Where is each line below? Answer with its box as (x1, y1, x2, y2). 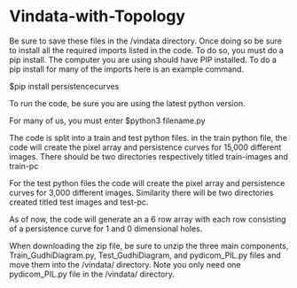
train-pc (9, 160, 39, 171)
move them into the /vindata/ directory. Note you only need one (9, 259, 241, 269)
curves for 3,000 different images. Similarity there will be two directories (9, 187, 274, 198)
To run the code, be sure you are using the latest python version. (9, 97, 246, 108)
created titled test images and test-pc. (9, 197, 149, 207)
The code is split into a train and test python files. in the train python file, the (9, 132, 288, 143)
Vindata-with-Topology (9, 6, 186, 27)
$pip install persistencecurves (9, 81, 120, 91)
